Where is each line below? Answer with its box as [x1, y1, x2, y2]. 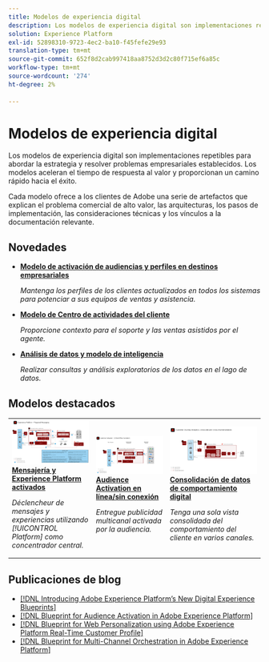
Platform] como [11, 532, 64, 541]
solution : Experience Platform [8, 30, 113, 38]
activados [11, 482, 46, 491]
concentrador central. [11, 540, 84, 550]
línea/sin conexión [95, 491, 159, 501]
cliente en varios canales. [169, 533, 255, 543]
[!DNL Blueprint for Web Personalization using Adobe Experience [19, 620, 235, 629]
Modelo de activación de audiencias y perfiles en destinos [19, 262, 219, 271]
